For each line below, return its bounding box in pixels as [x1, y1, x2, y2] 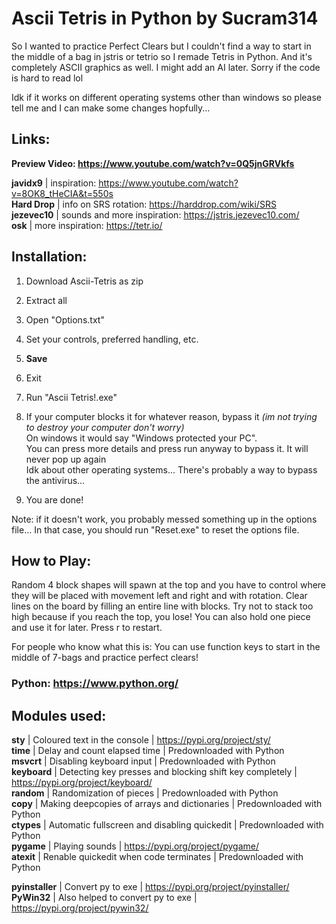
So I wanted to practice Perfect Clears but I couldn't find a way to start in [11, 40, 312, 52]
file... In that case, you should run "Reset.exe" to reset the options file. [11, 523, 300, 536]
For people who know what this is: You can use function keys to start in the [11, 641, 321, 653]
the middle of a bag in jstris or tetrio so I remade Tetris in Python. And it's [11, 50, 313, 62]
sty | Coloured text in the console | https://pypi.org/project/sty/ [11, 734, 271, 746]
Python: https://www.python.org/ [11, 677, 179, 691]
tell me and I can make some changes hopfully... [11, 102, 211, 114]
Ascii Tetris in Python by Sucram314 [11, 7, 319, 30]
